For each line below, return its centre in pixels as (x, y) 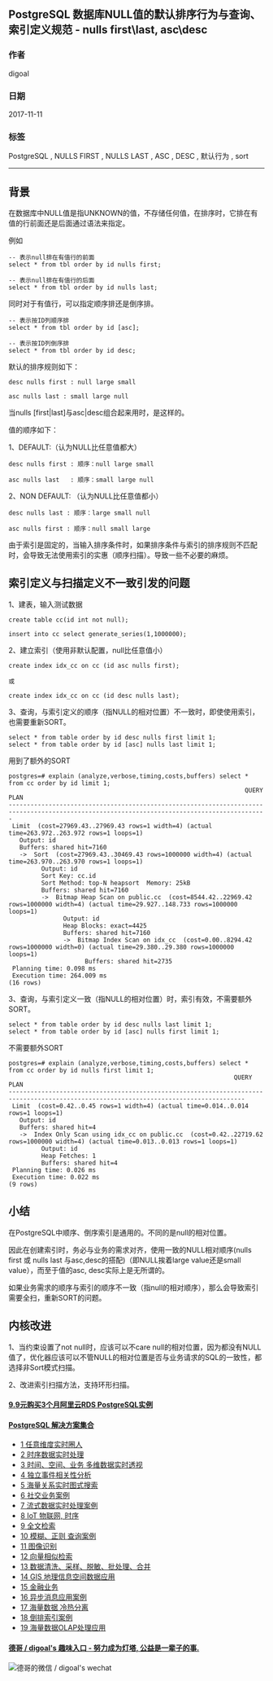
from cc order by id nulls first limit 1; (81, 1070)
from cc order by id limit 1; (60, 783)
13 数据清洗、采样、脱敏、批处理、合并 (86, 1567)
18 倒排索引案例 (46, 1617)
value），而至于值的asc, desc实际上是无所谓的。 (89, 1270)
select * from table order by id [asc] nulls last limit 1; (113, 744)
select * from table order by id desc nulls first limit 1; (113, 737)
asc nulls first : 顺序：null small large (80, 529)
